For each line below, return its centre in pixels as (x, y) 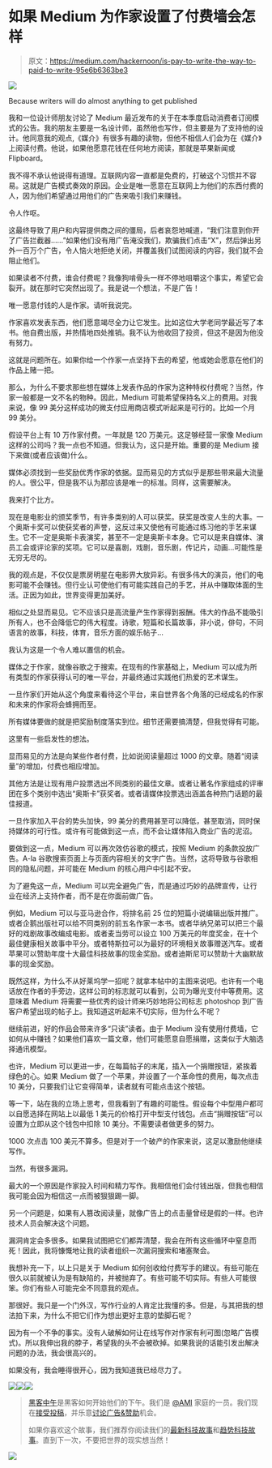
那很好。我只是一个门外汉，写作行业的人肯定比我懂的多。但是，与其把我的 (132, 1305)
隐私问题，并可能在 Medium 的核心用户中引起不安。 (109, 868)
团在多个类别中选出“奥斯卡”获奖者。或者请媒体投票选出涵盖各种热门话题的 (132, 793)
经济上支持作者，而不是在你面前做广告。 (90, 896)
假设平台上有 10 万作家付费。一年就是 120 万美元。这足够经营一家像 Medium (136, 434)
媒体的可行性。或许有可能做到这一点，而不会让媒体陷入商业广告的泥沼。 (136, 831)
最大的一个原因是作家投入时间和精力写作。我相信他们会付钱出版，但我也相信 (136, 1185)
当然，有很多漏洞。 (40, 1168)
